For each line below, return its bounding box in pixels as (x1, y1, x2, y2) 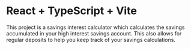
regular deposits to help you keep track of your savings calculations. (6, 36, 176, 43)
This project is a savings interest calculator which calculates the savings (6, 24, 185, 31)
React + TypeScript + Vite (6, 4, 137, 18)
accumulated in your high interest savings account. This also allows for (6, 30, 182, 37)
